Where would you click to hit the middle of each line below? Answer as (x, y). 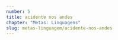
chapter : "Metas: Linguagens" (44, 22)
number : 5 (18, 11)
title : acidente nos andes (39, 17)
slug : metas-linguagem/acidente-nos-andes (59, 28)
